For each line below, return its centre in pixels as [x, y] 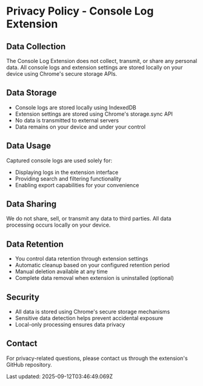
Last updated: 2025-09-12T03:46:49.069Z [60, 376]
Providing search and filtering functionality [68, 178]
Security [23, 297]
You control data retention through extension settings [82, 259]
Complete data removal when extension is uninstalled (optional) [95, 278]
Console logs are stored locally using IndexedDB [75, 107]
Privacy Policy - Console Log [80, 11]
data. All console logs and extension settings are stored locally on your [95, 67]
